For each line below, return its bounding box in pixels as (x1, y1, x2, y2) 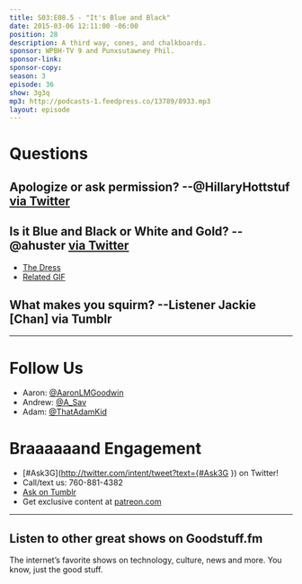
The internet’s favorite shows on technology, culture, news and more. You (9, 554, 282, 566)
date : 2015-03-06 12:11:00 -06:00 (9, 22, 139, 31)
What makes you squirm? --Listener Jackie (9, 297, 256, 313)
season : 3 (9, 72, 47, 81)
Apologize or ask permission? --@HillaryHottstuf (9, 179, 290, 194)
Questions (9, 144, 88, 164)
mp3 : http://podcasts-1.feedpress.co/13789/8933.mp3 (9, 96, 211, 106)
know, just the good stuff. (9, 564, 103, 575)
